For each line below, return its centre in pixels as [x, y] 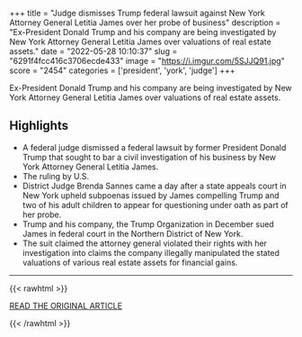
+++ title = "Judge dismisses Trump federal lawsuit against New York [137, 13]
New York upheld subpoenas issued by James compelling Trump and [151, 195]
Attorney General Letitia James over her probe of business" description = [145, 23]
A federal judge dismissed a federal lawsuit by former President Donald [154, 147]
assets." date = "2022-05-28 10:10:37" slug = [93, 51]
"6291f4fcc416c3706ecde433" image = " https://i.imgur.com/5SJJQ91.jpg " [147, 61]
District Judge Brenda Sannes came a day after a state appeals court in [155, 186]
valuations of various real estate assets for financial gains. [130, 262]
